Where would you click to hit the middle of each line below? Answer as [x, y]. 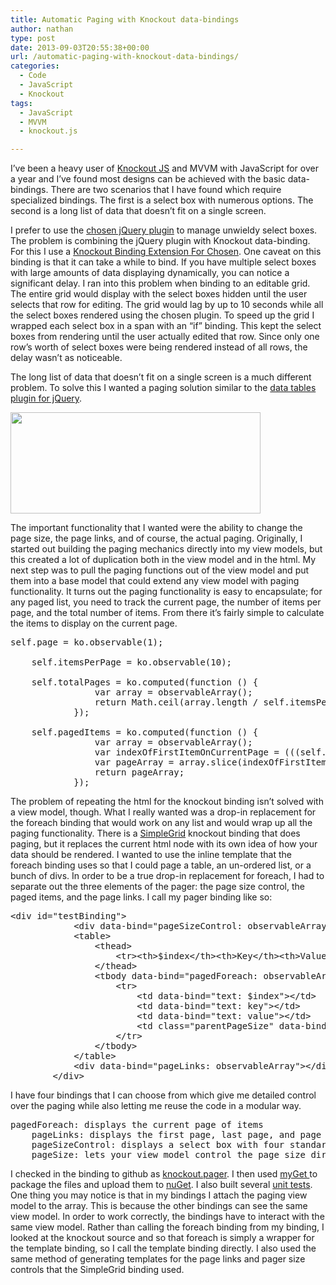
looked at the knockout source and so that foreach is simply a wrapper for [162, 1238]
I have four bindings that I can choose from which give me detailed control [163, 1095]
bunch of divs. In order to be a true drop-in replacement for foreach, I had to [167, 876]
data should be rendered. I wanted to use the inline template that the [151, 855]
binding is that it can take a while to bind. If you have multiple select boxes [163, 262]
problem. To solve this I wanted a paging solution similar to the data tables [163, 388]
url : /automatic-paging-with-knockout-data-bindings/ [125, 57]
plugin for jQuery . [46, 398]
